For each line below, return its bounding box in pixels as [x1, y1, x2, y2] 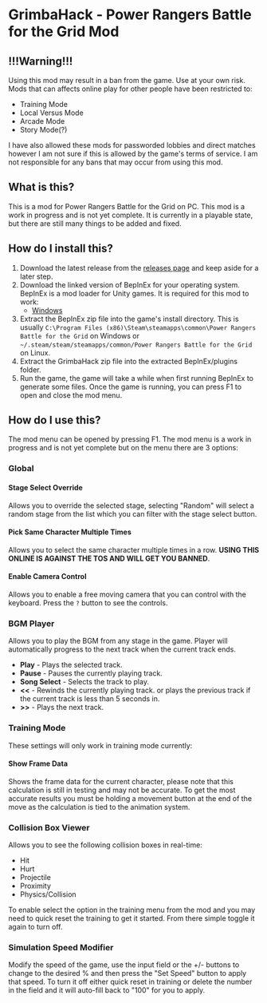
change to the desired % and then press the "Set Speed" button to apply [8, 969, 247, 978]
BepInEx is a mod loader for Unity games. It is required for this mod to [19, 288, 249, 298]
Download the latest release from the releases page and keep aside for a [19, 263, 259, 272]
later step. [19, 272, 53, 281]
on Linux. [19, 347, 50, 357]
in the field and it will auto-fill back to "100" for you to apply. [8, 985, 206, 995]
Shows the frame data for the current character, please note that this [8, 776, 234, 786]
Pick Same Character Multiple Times [8, 527, 132, 537]
